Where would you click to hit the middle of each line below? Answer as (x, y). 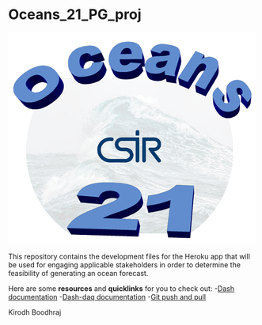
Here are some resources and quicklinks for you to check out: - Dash (122, 288)
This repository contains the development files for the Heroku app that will (129, 256)
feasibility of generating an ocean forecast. (78, 273)
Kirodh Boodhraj (35, 312)
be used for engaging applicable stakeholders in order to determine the (125, 265)
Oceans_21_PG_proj (75, 15)
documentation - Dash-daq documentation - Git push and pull (107, 297)
